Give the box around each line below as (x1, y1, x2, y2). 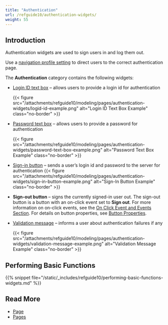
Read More (5, 295, 41, 304)
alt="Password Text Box (103, 147, 154, 153)
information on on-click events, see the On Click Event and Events (12, 205, 152, 211)
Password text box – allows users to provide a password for (12, 121, 138, 127)
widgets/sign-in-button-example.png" (12, 178, 93, 184)
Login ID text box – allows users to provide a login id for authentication (12, 85, 160, 91)
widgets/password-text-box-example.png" (12, 147, 103, 153)
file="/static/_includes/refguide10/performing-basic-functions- (31, 274, 163, 281)
